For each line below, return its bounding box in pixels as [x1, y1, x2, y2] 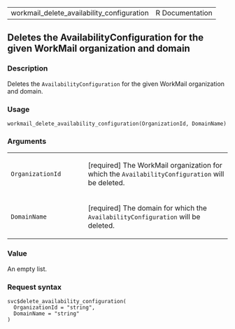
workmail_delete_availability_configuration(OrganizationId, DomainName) [7, 120, 227, 127]
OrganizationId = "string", [13, 304, 96, 311]
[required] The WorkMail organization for [87, 161, 222, 170]
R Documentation [155, 8, 213, 17]
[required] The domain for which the [87, 203, 208, 213]
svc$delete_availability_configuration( [7, 298, 127, 305]
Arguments [7, 136, 47, 146]
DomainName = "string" [13, 310, 80, 317]
